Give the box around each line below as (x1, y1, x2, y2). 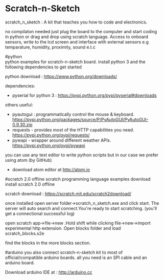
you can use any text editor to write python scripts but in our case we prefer (5, 152, 159, 158)
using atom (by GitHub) (5, 157, 52, 163)
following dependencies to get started (5, 64, 82, 70)
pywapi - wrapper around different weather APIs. (12, 137, 111, 143)
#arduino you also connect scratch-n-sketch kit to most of (5, 249, 123, 255)
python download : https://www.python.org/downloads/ (5, 73, 117, 79)
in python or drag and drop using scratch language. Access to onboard (5, 34, 148, 40)
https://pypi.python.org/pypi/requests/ (12, 132, 90, 138)
